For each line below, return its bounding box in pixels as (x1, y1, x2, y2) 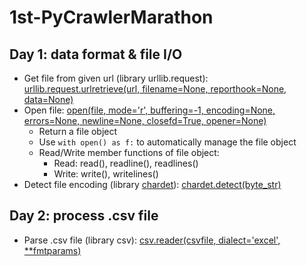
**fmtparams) (23, 244, 82, 256)
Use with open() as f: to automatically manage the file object (38, 136, 297, 148)
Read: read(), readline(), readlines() (53, 157, 199, 169)
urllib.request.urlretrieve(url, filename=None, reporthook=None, (23, 83, 287, 95)
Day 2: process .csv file (9, 207, 159, 225)
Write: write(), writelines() (53, 168, 159, 180)
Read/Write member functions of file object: (38, 147, 220, 158)
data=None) (23, 94, 74, 105)
